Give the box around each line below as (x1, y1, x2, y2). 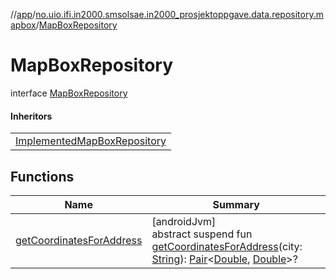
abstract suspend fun (151, 227, 253, 241)
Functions (10, 168, 75, 185)
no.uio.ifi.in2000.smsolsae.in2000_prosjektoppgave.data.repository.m (35, 9, 324, 20)
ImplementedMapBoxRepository (15, 134, 167, 148)
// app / (10, 9, 37, 20)
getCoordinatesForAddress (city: (151, 239, 303, 253)
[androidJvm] (151, 214, 217, 228)
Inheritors (10, 110, 53, 122)
